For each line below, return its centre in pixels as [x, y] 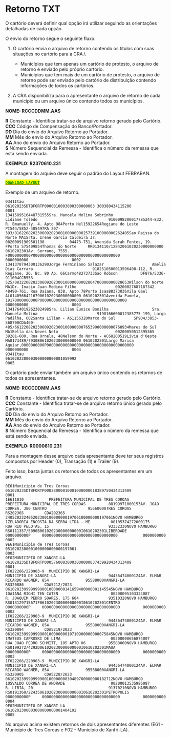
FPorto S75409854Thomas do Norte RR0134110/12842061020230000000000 [84, 247]
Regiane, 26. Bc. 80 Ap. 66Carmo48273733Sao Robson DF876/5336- [86, 273]
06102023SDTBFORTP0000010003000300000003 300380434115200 [68, 206]
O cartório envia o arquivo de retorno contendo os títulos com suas [83, 48]
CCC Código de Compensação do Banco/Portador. [59, 126]
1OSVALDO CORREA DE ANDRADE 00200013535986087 [78, 683]
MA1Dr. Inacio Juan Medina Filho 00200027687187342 [80, 287]
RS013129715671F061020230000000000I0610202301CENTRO [63, 603]
